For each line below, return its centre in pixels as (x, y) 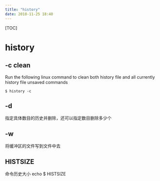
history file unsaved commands (36, 82)
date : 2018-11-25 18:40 (29, 14)
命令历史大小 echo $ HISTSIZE (36, 174)
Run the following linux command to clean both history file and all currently (80, 77)
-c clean (18, 65)
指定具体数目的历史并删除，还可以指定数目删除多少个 (58, 118)
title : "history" (23, 9)
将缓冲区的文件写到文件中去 (33, 146)
